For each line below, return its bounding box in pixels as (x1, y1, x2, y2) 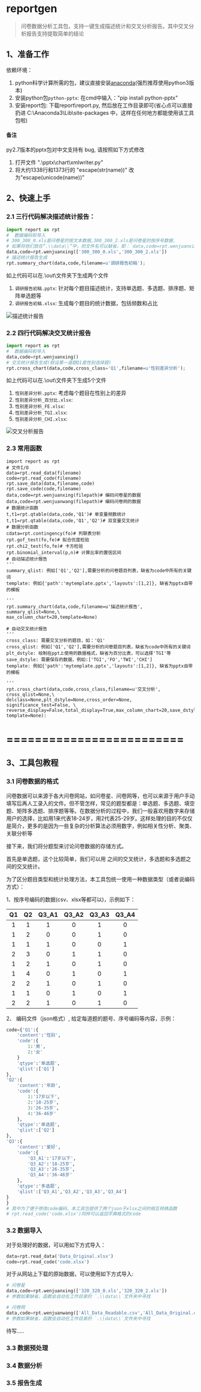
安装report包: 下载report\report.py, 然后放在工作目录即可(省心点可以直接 (14, 102, 193, 109)
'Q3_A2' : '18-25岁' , (28, 1161, 75, 1167)
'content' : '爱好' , (17, 1144, 61, 1150)
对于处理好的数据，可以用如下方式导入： (6, 1241, 106, 1248)
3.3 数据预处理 (6, 1343, 48, 1352)
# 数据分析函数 (6, 524, 39, 530)
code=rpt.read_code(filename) (6, 475, 82, 481)
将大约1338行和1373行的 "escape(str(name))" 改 (14, 166, 135, 173)
